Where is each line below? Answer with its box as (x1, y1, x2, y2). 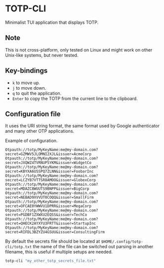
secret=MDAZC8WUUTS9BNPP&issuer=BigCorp (5, 186, 90, 191)
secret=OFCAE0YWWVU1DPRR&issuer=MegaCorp (5, 204, 92, 209)
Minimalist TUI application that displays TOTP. (5, 19, 99, 25)
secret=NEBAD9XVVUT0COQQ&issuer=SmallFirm (5, 195, 94, 200)
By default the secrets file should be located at (5, 238, 100, 244)
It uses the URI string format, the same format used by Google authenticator (5, 123, 160, 129)
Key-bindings (5, 66, 48, 75)
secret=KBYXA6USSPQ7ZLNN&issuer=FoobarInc (5, 169, 94, 174)
